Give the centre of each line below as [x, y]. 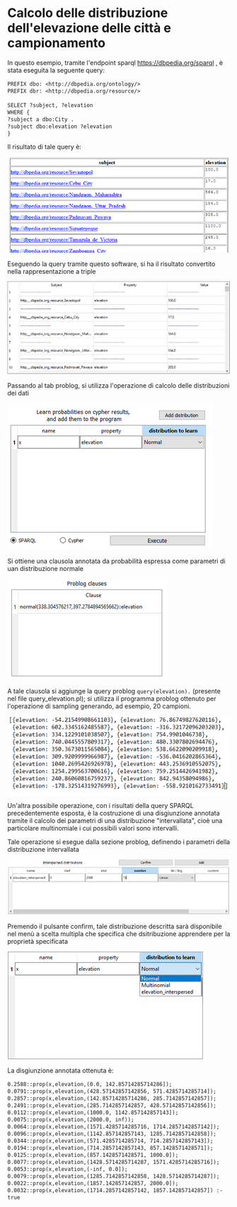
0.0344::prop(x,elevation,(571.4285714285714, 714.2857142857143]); [110, 1141]
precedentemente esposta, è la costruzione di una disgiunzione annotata [114, 813]
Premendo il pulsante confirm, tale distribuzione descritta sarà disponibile [115, 926]
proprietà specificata [38, 942]
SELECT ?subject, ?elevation [50, 105]
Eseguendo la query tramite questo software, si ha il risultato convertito [111, 264]
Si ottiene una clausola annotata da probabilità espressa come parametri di [116, 561]
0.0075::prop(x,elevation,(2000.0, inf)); [71, 1120]
